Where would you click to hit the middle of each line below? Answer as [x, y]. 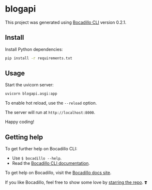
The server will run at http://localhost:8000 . [50, 112]
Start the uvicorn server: [30, 85]
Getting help [24, 137]
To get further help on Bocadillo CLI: [41, 149]
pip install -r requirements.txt [39, 58]
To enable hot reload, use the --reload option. [51, 103]
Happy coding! [20, 122]
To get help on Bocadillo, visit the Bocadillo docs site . [58, 173]
